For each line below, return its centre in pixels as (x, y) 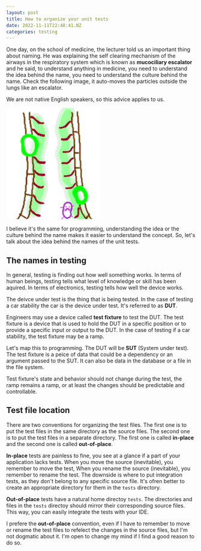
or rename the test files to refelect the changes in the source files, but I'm (97, 530)
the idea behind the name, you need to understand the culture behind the (97, 75)
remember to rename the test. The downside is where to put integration (94, 475)
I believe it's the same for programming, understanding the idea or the (93, 229)
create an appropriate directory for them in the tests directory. (83, 487)
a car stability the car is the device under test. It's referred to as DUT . (92, 306)
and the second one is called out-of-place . (59, 444)
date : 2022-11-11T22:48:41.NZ (44, 25)
